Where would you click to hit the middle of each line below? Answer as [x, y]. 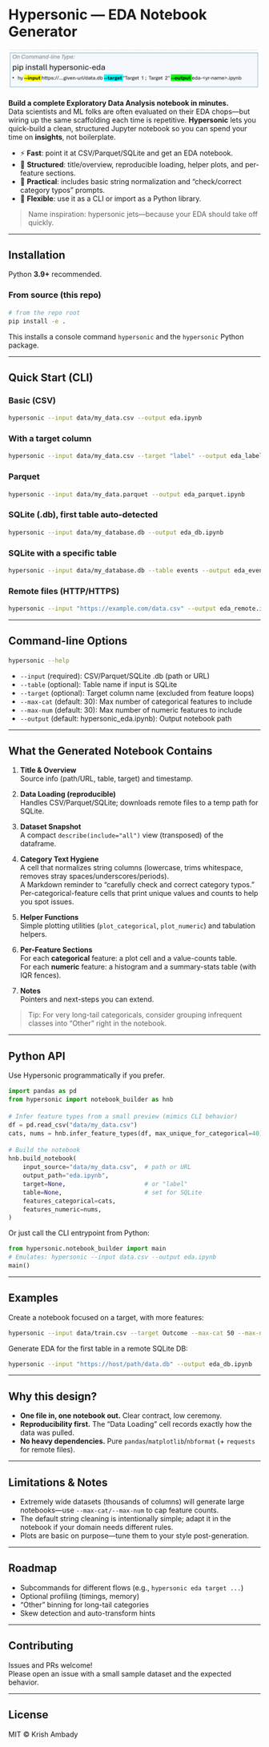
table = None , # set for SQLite [112, 1192]
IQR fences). [40, 975]
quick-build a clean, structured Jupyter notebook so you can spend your [128, 128]
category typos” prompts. [62, 190]
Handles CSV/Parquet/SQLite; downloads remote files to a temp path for [139, 803]
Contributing [41, 1646]
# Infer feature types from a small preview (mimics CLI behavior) [123, 1116]
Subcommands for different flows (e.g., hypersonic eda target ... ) [132, 1588]
